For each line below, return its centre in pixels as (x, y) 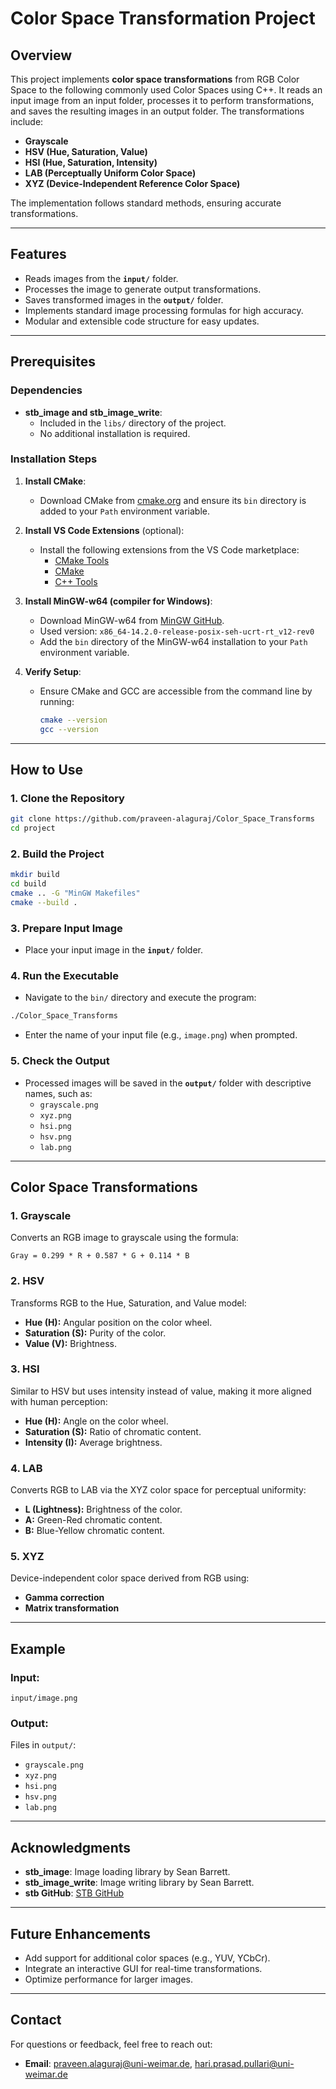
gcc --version (69, 729)
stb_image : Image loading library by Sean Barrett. (127, 1872)
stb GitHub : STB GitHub (74, 1893)
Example (38, 1648)
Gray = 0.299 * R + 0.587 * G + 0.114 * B (100, 1256)
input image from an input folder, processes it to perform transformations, (162, 100)
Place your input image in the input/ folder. (113, 950)
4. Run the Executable (64, 975)
